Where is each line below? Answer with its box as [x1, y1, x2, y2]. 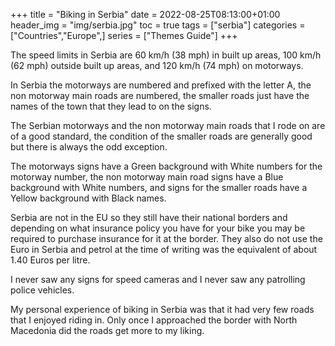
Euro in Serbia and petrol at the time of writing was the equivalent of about [10, 244, 318, 255]
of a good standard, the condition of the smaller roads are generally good [10, 130, 313, 142]
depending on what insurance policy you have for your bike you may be [10, 222, 306, 234]
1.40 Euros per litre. [10, 254, 91, 266]
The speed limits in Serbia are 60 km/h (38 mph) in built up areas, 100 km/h [10, 49, 322, 61]
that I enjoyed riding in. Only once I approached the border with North [10, 314, 298, 326]
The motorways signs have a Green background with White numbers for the [10, 160, 323, 172]
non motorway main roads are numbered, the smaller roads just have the [10, 90, 310, 101]
